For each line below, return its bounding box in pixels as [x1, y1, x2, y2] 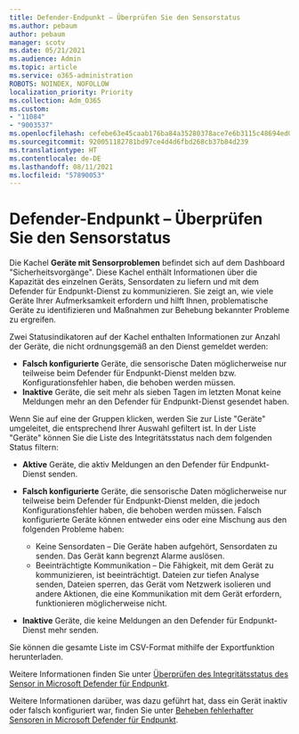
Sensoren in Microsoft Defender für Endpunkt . [9, 714, 179, 725]
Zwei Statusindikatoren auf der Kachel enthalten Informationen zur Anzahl [9, 332, 280, 342]
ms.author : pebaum [9, 21, 77, 30]
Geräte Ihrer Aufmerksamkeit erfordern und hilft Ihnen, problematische [9, 295, 269, 306]
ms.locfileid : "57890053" [9, 170, 105, 179]
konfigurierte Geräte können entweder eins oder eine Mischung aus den [21, 515, 287, 525]
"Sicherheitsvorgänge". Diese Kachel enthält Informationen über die [9, 267, 258, 277]
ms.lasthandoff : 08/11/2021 [9, 162, 114, 171]
